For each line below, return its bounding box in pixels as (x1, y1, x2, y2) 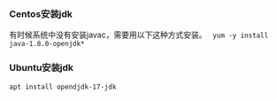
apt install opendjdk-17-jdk (9, 82, 117, 91)
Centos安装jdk (9, 7, 73, 19)
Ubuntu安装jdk (9, 62, 73, 74)
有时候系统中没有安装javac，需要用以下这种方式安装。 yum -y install (9, 29, 269, 41)
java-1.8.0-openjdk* (9, 40, 86, 49)
